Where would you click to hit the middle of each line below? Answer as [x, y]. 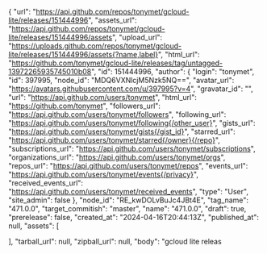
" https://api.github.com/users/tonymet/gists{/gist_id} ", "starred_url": [122, 131]
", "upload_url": [137, 37]
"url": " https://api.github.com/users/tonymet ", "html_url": [103, 97]
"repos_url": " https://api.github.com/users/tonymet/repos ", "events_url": [128, 166]
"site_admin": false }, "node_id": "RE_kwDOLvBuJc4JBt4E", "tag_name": [128, 200]
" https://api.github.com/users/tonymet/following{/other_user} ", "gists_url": [132, 123]
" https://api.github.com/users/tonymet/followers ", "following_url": [117, 115]
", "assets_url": [113, 20]
